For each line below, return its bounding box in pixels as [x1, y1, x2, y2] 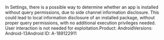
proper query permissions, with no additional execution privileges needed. [5, 20, 156, 26]
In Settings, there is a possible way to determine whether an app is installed [5, 4, 159, 10]
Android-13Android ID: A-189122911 [5, 31, 77, 36]
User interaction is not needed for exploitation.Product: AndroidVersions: [5, 25, 153, 31]
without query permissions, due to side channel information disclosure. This [5, 9, 159, 15]
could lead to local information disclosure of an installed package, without [5, 15, 155, 20]
